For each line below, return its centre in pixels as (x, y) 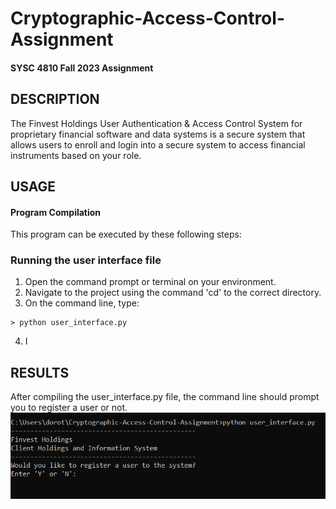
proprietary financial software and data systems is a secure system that (158, 134)
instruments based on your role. (76, 155)
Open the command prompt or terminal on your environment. (150, 282)
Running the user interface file (86, 260)
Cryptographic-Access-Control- (147, 18)
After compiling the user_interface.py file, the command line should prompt (165, 397)
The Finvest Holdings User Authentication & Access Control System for (156, 123)
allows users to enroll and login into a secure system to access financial (158, 144)
